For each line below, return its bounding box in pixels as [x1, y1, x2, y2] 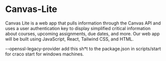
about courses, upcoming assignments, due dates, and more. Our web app [5, 30, 160, 36]
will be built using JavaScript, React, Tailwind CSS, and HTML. [5, 36, 134, 42]
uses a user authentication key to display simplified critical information [5, 25, 151, 31]
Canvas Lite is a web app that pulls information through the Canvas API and [5, 20, 161, 26]
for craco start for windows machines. [5, 51, 84, 57]
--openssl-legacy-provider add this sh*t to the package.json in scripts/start [5, 45, 161, 51]
